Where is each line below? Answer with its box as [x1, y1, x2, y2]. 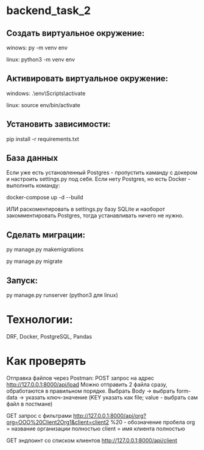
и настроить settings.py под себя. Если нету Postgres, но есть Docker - [6, 175, 191, 183]
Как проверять [6, 354, 86, 368]
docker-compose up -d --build [6, 194, 83, 201]
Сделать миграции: [6, 230, 85, 240]
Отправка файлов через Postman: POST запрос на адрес [6, 374, 154, 381]
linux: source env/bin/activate [6, 101, 80, 108]
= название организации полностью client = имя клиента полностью [6, 424, 186, 432]
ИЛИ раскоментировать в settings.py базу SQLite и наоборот [6, 205, 166, 213]
